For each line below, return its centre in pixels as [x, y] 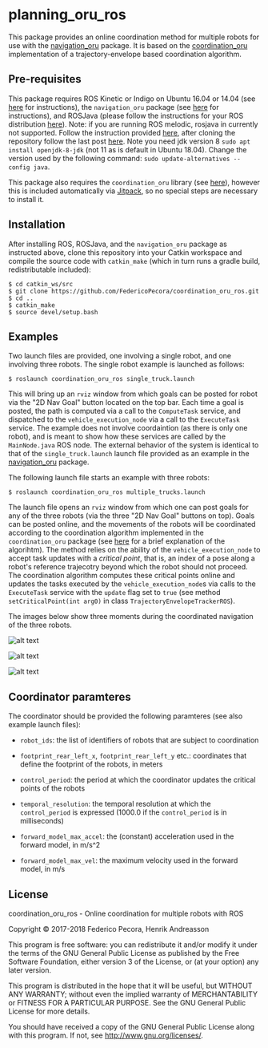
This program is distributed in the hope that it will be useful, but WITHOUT [130, 985]
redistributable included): [50, 269]
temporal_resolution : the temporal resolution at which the [116, 804]
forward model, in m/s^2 [60, 845]
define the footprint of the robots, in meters [91, 764]
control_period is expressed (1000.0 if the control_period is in [123, 812]
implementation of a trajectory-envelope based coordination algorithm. [125, 54]
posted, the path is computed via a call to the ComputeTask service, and [125, 411]
